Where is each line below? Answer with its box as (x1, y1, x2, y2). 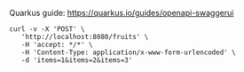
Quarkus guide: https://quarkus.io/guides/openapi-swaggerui (9, 8, 234, 18)
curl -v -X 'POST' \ (9, 25, 86, 34)
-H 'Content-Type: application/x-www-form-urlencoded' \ (20, 48, 237, 57)
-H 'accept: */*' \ (20, 40, 93, 49)
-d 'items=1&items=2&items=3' (20, 56, 133, 65)
